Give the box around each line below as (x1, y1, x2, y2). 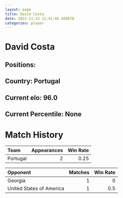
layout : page (5, 7, 31, 12)
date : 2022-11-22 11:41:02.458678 (5, 16, 75, 21)
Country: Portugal (5, 77, 60, 85)
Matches (68, 169, 90, 176)
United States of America (7, 185, 64, 192)
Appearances (31, 147, 63, 153)
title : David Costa (5, 12, 44, 16)
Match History (5, 129, 64, 140)
